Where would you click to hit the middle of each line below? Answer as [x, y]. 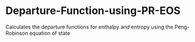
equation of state [50, 33]
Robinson [17, 33]
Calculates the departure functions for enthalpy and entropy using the [89, 27]
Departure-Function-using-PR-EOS [93, 11]
